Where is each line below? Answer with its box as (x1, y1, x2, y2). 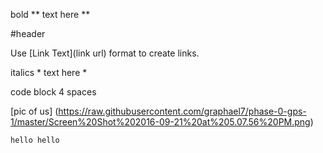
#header (10, 28, 46, 39)
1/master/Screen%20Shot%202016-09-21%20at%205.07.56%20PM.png (10, 116, 311, 128)
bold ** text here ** (10, 9, 91, 20)
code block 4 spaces (10, 86, 97, 98)
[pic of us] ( (10, 105, 59, 117)
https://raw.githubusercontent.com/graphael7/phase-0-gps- (58, 105, 307, 117)
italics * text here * (10, 67, 88, 78)
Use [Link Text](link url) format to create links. (10, 47, 200, 59)
